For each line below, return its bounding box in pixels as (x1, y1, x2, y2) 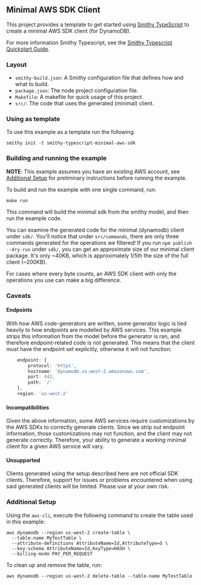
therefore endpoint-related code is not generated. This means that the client (6, 339, 195, 346)
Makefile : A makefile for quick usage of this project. (14, 93, 144, 101)
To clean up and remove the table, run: (6, 561, 102, 569)
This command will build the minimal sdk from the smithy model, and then (6, 208, 189, 215)
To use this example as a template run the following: (6, 128, 135, 136)
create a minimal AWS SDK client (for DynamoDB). (6, 27, 131, 34)
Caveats (6, 291, 31, 300)
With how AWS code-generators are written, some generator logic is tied (6, 320, 187, 327)
